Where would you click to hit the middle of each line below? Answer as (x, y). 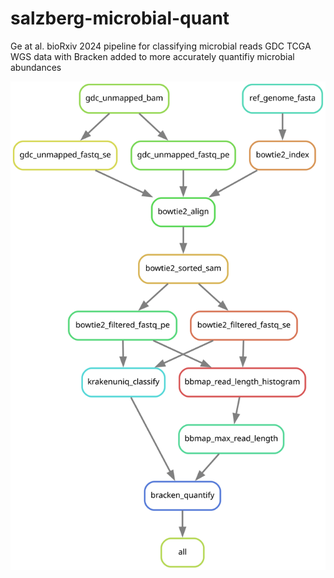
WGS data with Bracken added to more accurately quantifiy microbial (152, 56)
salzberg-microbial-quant (120, 18)
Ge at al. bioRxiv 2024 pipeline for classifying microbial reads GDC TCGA (161, 46)
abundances (36, 67)
